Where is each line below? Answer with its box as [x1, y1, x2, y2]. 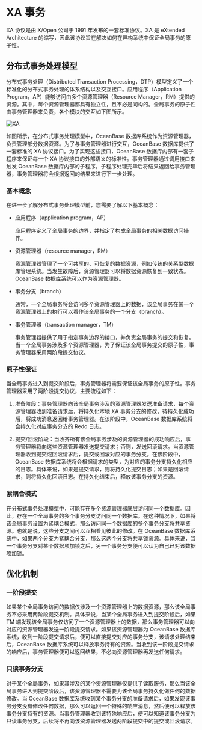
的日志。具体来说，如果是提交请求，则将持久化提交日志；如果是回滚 [14, 465, 184, 473]
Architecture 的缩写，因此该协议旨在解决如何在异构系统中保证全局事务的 [6, 34, 186, 41]
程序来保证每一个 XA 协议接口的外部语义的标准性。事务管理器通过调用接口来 [6, 155, 196, 162]
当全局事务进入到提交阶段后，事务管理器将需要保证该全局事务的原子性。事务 [6, 380, 196, 387]
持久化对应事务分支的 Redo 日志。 [20, 423, 105, 430]
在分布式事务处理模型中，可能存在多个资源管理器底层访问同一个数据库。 [6, 505, 185, 512]
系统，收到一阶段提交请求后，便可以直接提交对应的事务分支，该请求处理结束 [6, 633, 196, 640]
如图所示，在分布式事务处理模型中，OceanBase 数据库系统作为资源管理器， [6, 132, 194, 140]
